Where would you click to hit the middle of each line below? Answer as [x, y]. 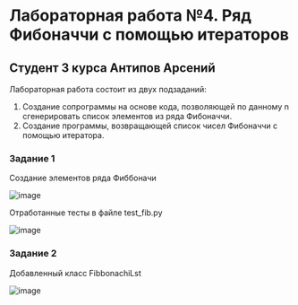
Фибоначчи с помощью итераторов [149, 35]
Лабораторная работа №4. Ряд [131, 16]
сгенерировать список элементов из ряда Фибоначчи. [127, 116]
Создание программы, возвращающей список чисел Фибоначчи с [150, 126]
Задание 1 [32, 158]
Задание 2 [33, 254]
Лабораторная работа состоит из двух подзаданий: [108, 89]
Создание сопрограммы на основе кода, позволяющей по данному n [155, 107]
